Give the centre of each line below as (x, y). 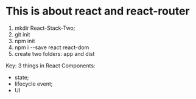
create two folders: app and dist (54, 53)
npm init (25, 41)
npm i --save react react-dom (52, 47)
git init (22, 34)
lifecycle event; (33, 84)
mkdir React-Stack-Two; (45, 28)
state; (22, 77)
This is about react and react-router (98, 11)
